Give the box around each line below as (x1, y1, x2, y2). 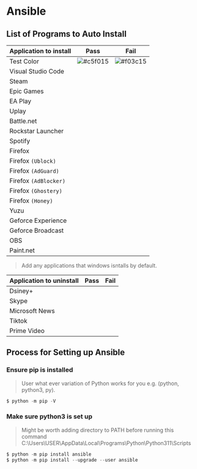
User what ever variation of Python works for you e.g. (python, (21, 380, 179, 387)
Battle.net (9, 117, 37, 125)
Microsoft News (9, 307, 55, 315)
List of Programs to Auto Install (6, 29, 127, 39)
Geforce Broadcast (9, 227, 64, 234)
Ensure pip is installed (6, 366, 73, 374)
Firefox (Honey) (9, 197, 53, 204)
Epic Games (9, 87, 44, 96)
